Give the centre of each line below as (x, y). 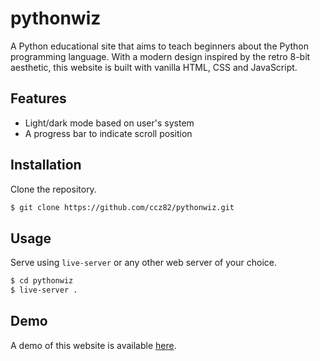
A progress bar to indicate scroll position (108, 133)
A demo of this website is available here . (93, 345)
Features (38, 98)
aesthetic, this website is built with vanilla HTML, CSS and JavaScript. (154, 67)
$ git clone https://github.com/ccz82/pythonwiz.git (122, 207)
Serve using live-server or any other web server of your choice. (143, 263)
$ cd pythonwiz (42, 281)
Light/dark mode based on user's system (109, 123)
